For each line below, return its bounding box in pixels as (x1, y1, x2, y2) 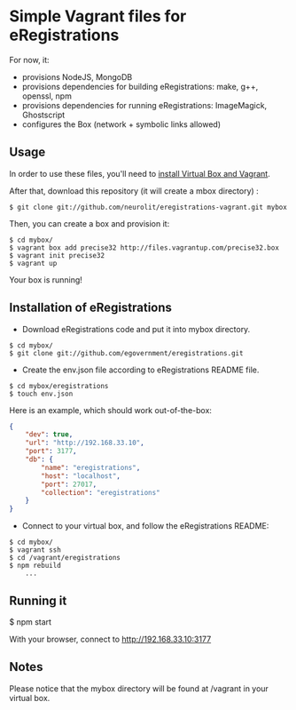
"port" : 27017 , (41, 480, 97, 489)
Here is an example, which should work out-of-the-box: (9, 404, 213, 415)
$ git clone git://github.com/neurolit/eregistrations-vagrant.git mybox (9, 203, 288, 211)
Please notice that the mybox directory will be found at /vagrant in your (9, 682, 269, 694)
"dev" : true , (25, 430, 74, 439)
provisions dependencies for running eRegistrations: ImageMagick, (21, 100, 268, 110)
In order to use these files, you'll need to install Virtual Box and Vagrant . (9, 168, 270, 179)
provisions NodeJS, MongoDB (21, 71, 133, 82)
